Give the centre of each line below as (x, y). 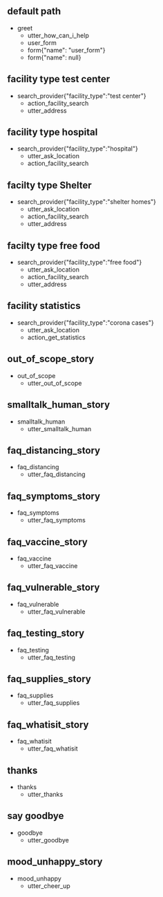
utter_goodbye (48, 840)
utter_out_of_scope (55, 383)
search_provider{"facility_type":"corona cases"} (85, 322)
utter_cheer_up (49, 886)
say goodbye (36, 816)
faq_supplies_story (49, 679)
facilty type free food (54, 246)
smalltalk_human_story (59, 405)
